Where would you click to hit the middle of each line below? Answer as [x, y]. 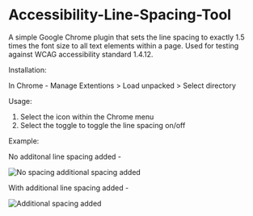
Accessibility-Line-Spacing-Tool [120, 15]
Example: [24, 141]
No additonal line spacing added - [65, 156]
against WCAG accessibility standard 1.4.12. [81, 54]
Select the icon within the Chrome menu [87, 116]
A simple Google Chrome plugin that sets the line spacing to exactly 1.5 [126, 37]
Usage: [20, 101]
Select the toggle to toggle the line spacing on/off [103, 125]
